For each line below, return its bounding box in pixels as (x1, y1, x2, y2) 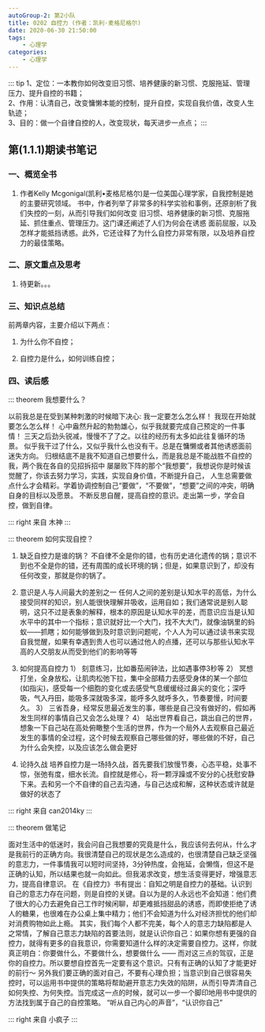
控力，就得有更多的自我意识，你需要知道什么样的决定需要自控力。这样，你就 (8, 939, 257, 948)
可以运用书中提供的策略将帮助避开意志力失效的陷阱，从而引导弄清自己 (28, 978, 257, 988)
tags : (8, 33, 26, 42)
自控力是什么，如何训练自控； (19, 353, 117, 364)
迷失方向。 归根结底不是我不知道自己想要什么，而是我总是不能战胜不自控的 (8, 452, 252, 461)
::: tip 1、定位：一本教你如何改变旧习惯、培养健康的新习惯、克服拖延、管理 (8, 78, 251, 88)
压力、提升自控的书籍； (8, 88, 84, 97)
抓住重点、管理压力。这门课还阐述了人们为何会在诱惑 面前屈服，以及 (33, 218, 257, 228)
